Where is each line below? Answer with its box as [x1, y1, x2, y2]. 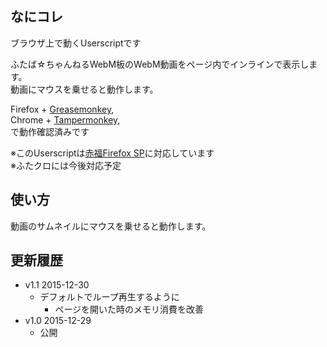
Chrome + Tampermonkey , [10, 113, 121, 126]
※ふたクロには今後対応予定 [10, 159, 122, 171]
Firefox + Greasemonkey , [10, 103, 115, 115]
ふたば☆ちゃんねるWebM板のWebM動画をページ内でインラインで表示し [10, 58, 310, 70]
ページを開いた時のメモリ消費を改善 [54, 303, 205, 316]
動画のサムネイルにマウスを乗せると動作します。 [10, 220, 212, 232]
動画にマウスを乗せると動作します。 [10, 83, 159, 95]
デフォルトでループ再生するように [39, 291, 180, 303]
